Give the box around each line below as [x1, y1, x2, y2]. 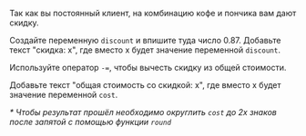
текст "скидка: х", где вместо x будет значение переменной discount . [9, 44, 280, 55]
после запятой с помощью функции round [9, 117, 171, 127]
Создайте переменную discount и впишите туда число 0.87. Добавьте [9, 35, 281, 45]
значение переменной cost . [9, 90, 118, 100]
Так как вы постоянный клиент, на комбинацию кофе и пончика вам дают [9, 8, 297, 18]
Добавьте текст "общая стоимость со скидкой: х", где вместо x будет [9, 80, 281, 90]
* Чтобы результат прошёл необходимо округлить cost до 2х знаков [9, 107, 278, 117]
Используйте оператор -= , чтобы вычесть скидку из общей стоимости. [9, 63, 287, 73]
